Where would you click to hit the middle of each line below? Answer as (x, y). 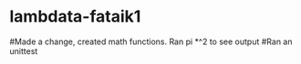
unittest (24, 50)
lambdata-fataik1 (75, 17)
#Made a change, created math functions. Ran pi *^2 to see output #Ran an (151, 41)
